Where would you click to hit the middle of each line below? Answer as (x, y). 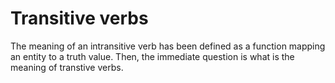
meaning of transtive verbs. (67, 67)
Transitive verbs (79, 18)
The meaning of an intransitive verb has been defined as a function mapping (168, 46)
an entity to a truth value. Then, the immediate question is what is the (152, 56)
